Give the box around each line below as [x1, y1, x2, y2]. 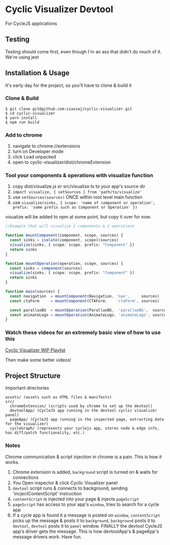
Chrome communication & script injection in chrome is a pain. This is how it [5, 454, 162, 460]
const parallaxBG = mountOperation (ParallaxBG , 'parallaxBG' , [10, 307, 148, 313]
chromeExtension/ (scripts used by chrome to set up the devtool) [10, 404, 153, 409]
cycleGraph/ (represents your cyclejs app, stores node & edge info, [10, 426, 159, 431]
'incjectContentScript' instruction [12, 490, 82, 496]
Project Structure [5, 372, 61, 380]
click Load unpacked [12, 154, 57, 160]
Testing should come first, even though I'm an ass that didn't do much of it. [5, 48, 162, 54]
